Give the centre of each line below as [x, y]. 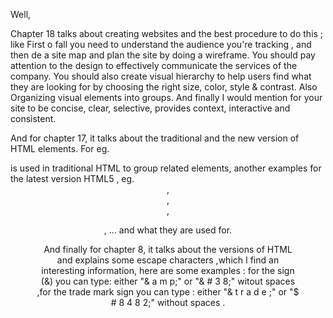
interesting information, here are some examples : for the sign [168, 270]
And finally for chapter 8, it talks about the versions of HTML [168, 249]
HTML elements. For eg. [60, 148]
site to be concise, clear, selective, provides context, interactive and [150, 108]
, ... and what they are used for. [168, 230]
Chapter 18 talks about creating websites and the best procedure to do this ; [167, 33]
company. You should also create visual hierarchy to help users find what [161, 76]
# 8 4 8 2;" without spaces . [168, 302]
